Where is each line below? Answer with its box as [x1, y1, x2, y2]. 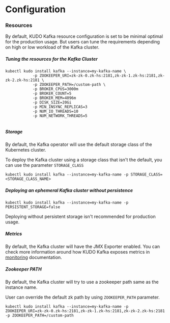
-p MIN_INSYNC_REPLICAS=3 [32, 105, 88, 110]
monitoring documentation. [5, 254, 62, 261]
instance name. [5, 284, 38, 290]
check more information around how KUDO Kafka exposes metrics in [5, 249, 150, 255]
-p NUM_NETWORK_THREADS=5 [32, 113, 88, 118]
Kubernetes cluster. [5, 147, 46, 153]
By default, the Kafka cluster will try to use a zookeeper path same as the [5, 279, 159, 285]
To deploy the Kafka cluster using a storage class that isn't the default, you [5, 157, 162, 163]
